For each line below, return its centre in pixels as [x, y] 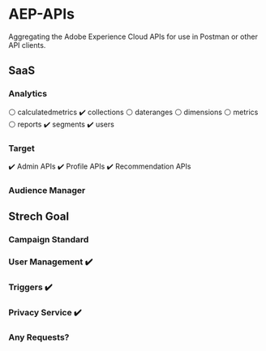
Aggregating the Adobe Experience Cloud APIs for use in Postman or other [133, 36]
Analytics [28, 94]
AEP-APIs [42, 14]
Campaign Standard [49, 240]
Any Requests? [39, 337]
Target [21, 148]
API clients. [27, 45]
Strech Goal [39, 217]
